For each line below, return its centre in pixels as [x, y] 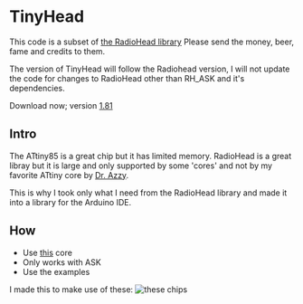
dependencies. [37, 88]
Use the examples [56, 271]
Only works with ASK [62, 262]
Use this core [47, 252]
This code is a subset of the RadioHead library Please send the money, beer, [152, 42]
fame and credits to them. [57, 51]
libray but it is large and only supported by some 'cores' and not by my [141, 166]
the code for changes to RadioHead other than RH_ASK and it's [127, 78]
